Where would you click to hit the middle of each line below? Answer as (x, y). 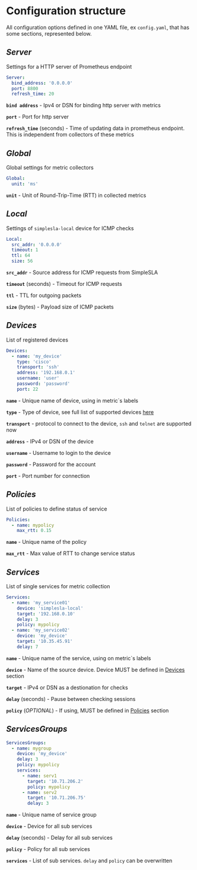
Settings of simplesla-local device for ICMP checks (70, 228)
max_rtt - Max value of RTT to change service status (71, 553)
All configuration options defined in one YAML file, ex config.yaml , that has (98, 27)
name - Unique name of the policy (47, 542)
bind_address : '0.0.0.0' (42, 83)
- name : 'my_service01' (41, 603)
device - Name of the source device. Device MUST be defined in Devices (96, 670)
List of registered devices (37, 340)
